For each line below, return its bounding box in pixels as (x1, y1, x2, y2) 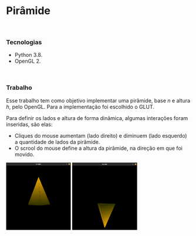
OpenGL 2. (14, 57, 41, 65)
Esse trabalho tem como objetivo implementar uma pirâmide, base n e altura (6, 97, 191, 104)
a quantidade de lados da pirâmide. (14, 138, 100, 145)
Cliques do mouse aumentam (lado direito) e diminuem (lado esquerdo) (14, 132, 187, 139)
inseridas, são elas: (6, 121, 53, 128)
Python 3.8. (14, 52, 43, 59)
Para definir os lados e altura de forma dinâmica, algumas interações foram (6, 114, 188, 121)
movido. (14, 151, 35, 158)
